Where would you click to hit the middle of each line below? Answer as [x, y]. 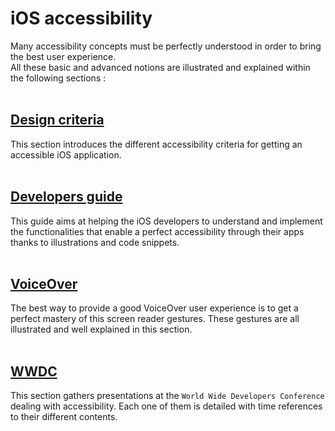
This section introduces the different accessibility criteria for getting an [156, 144]
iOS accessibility [81, 18]
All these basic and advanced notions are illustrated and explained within [160, 67]
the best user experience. [63, 56]
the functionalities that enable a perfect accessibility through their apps [157, 231]
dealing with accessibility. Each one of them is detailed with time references [166, 406]
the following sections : [58, 78]
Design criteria [57, 120]
